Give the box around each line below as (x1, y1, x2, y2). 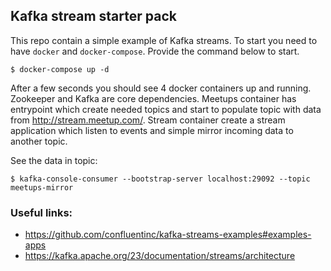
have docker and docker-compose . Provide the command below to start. (10, 45, 300, 57)
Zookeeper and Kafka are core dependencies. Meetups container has (10, 92, 297, 104)
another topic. (10, 135, 68, 147)
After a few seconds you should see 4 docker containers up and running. (10, 82, 312, 94)
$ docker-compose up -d (10, 64, 110, 74)
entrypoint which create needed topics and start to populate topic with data (10, 103, 322, 115)
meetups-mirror (10, 182, 74, 193)
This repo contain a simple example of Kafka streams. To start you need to (10, 34, 318, 46)
